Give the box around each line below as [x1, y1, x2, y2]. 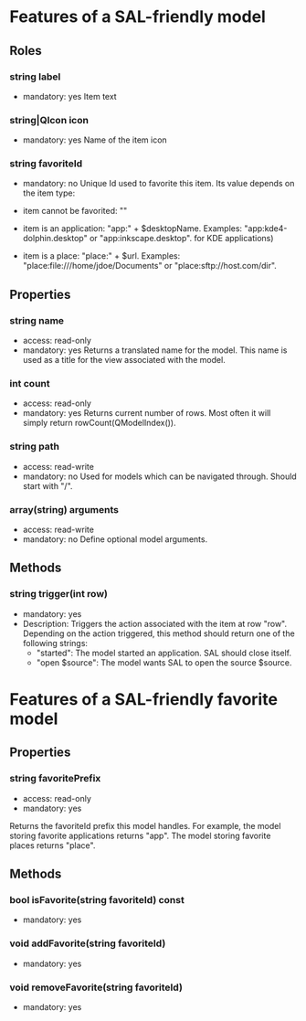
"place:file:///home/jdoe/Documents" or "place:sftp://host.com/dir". [22, 261, 277, 271]
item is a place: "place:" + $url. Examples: [22, 250, 181, 261]
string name [9, 314, 65, 326]
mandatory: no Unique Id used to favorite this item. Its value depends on [22, 178, 295, 189]
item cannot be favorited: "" [22, 206, 128, 217]
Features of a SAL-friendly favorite [9, 688, 279, 709]
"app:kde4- [244, 223, 288, 234]
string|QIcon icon [9, 113, 90, 126]
